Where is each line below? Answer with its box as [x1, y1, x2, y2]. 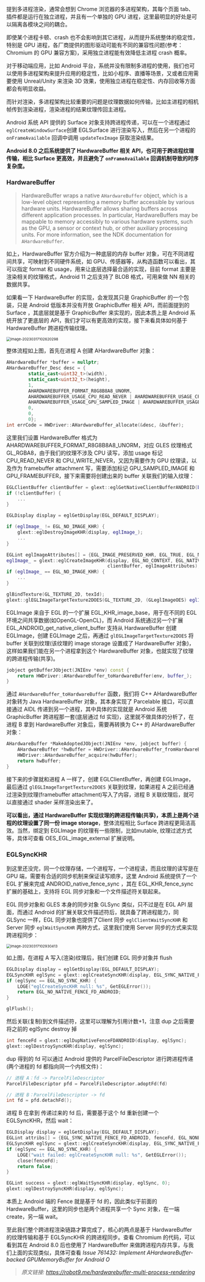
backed [6, 1256, 26, 1264]
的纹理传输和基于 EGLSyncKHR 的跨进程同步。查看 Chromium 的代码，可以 [6, 1234, 195, 1241]
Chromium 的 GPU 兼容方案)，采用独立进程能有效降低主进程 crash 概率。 [6, 49, 190, 56]
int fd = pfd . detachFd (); [6, 1098, 72, 1104]
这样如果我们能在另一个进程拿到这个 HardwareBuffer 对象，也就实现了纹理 [6, 647, 194, 654]
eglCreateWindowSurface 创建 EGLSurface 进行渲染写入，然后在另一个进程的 [6, 126, 196, 134]
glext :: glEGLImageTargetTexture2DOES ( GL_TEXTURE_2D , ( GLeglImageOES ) [6, 597, 187, 603]
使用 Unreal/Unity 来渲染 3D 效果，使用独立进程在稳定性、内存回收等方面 [11, 77, 196, 85]
